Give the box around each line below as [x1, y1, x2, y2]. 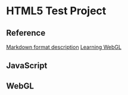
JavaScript [6, 61, 48, 71]
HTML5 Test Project [6, 4, 107, 18]
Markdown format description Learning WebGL [6, 43, 122, 50]
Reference [6, 28, 46, 38]
